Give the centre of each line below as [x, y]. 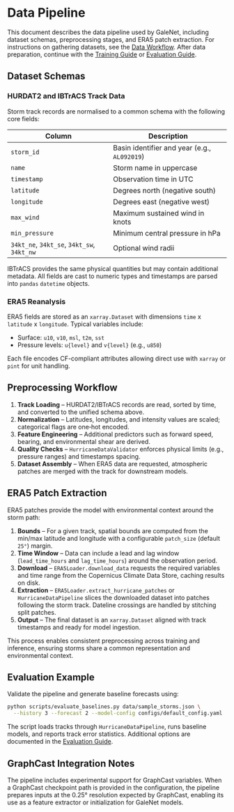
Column [58, 136]
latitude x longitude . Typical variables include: [76, 324]
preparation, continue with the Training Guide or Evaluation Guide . [102, 54]
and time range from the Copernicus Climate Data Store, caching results [121, 575]
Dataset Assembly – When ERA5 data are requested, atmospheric [112, 464]
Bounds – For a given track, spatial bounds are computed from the [113, 530]
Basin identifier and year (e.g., [162, 148]
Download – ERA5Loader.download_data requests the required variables [119, 568]
